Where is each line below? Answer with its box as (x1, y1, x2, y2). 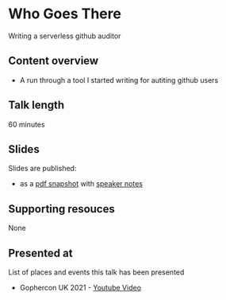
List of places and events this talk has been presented (8, 267, 185, 277)
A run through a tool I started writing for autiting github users (19, 75, 219, 84)
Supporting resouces (8, 202, 115, 216)
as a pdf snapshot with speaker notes (19, 179, 143, 189)
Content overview (8, 54, 99, 68)
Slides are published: (8, 164, 77, 173)
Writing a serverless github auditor (8, 31, 121, 41)
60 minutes (8, 119, 45, 129)
